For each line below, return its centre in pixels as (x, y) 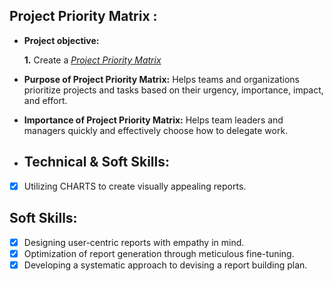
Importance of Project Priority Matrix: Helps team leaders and (153, 120)
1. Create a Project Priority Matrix (92, 60)
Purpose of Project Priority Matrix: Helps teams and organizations (161, 79)
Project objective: (61, 40)
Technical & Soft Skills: (96, 162)
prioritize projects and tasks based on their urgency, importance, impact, (173, 90)
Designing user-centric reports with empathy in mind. (134, 242)
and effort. (45, 100)
